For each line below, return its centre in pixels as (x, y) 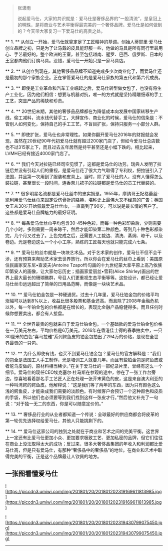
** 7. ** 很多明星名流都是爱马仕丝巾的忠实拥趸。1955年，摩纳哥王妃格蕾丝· (82, 193)
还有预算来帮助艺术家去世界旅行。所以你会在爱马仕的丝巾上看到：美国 (86, 259)
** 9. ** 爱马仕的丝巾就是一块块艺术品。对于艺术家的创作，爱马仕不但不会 (81, 252)
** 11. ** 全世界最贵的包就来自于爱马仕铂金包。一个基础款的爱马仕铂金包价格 (84, 324)
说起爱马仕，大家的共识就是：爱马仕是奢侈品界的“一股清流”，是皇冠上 (89, 19)
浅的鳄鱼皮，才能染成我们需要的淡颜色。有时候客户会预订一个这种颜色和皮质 (84, 391)
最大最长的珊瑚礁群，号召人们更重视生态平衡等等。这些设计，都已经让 (86, 278)
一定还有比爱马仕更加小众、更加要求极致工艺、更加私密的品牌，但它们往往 (86, 438)
